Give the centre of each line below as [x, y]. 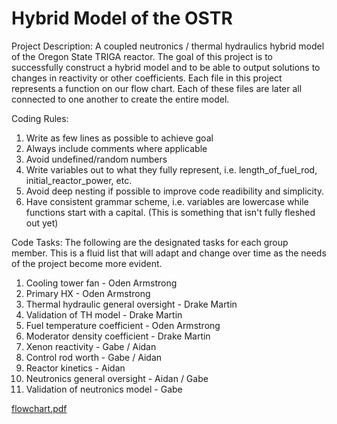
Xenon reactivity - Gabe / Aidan [91, 346]
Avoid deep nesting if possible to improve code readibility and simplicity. [175, 191]
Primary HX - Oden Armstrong [88, 293]
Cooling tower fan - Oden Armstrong [101, 283]
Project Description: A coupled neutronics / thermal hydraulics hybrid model [168, 46]
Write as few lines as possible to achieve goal [119, 138]
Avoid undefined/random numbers [96, 159]
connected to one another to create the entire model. [120, 99]
